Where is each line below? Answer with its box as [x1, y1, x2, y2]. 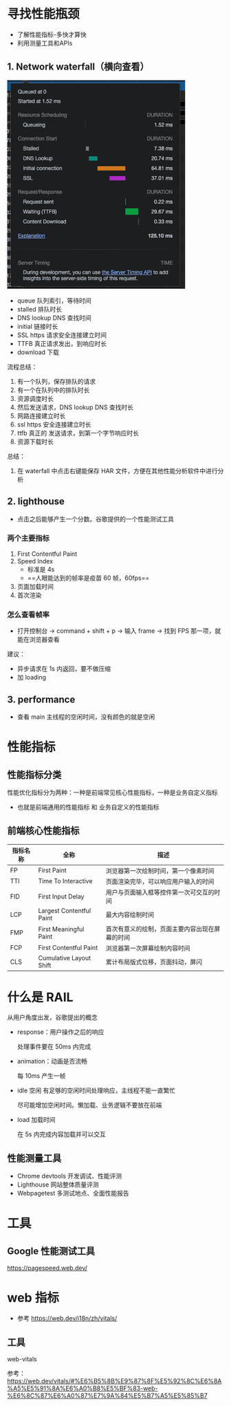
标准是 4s [27, 565, 55, 573]
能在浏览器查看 [16, 636, 60, 644]
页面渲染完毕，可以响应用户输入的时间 [105, 877, 214, 885]
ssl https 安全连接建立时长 [16, 420, 91, 429]
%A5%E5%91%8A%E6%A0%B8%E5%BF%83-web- [7, 1384, 158, 1393]
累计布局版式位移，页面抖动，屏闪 [105, 958, 203, 966]
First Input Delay [38, 892, 85, 900]
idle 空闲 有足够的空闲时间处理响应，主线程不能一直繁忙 [16, 1086, 176, 1094]
